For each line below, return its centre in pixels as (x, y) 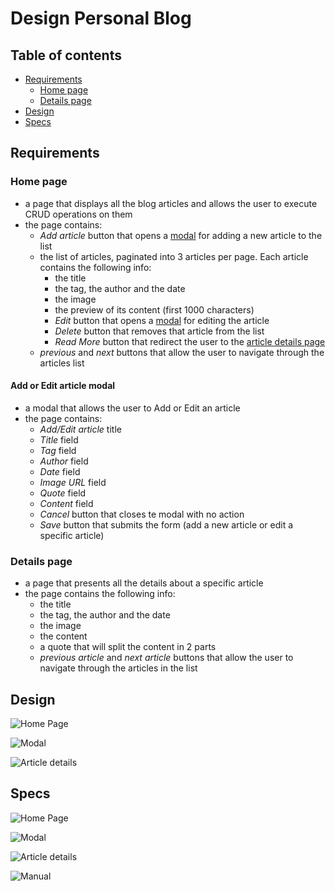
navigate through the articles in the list (118, 668)
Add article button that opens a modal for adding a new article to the (181, 235)
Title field (59, 439)
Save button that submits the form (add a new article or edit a (166, 524)
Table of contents (66, 55)
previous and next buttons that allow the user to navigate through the (182, 352)
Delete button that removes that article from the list (159, 331)
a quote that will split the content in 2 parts (128, 647)
